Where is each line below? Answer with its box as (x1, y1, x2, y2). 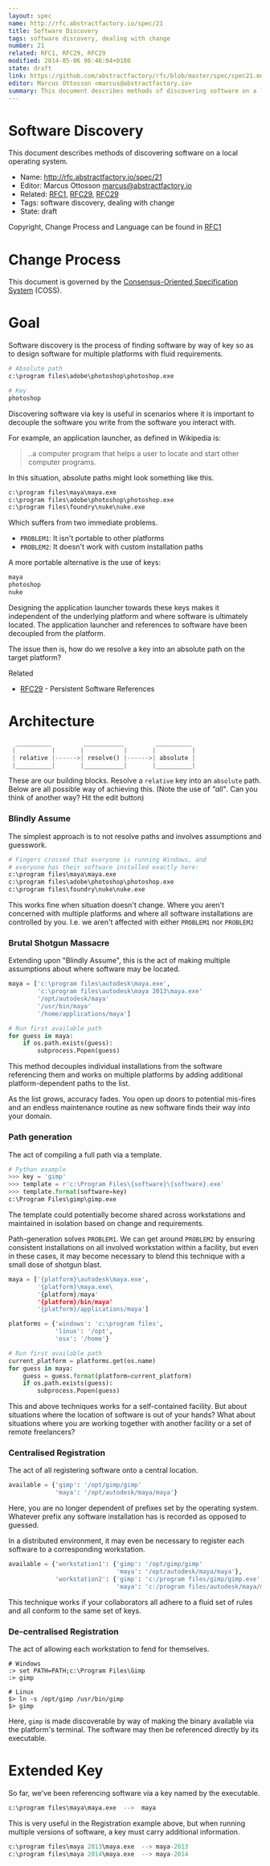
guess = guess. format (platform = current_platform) (22, 1372, 193, 1380)
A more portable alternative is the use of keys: (8, 558, 162, 567)
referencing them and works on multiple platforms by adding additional (8, 1070, 243, 1080)
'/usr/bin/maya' (37, 1002, 92, 1010)
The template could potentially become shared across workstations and (8, 1210, 246, 1220)
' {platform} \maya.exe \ (37, 1282, 113, 1290)
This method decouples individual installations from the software (8, 1062, 223, 1071)
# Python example (8, 1166, 67, 1174)
